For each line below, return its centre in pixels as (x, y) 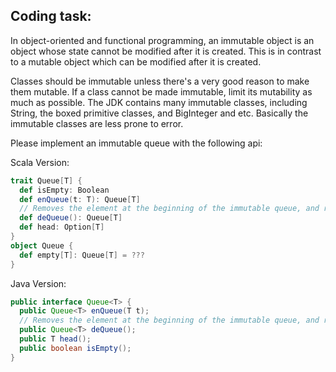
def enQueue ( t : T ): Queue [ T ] (80, 199)
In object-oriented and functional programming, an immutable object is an (162, 40)
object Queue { (42, 245)
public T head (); (55, 339)
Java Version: (38, 283)
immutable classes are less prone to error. (97, 123)
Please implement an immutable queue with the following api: (136, 143)
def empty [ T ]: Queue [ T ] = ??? (82, 255)
